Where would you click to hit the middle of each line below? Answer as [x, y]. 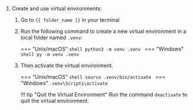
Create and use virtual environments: [57, 9]
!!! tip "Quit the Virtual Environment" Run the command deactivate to [104, 94]
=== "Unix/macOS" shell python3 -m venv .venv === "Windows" [102, 49]
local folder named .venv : [51, 37]
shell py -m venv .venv [50, 55]
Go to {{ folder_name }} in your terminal [70, 20]
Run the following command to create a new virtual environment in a [103, 31]
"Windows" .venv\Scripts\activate [64, 83]
